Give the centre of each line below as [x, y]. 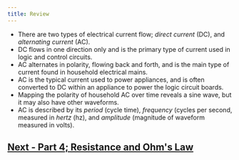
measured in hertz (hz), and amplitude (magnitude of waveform [111, 117]
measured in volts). [46, 124]
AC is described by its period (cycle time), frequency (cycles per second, [125, 110]
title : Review [29, 14]
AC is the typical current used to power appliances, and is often [111, 80]
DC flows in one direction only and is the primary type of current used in [124, 49]
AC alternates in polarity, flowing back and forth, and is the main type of [123, 64]
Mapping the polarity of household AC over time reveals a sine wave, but [124, 95]
